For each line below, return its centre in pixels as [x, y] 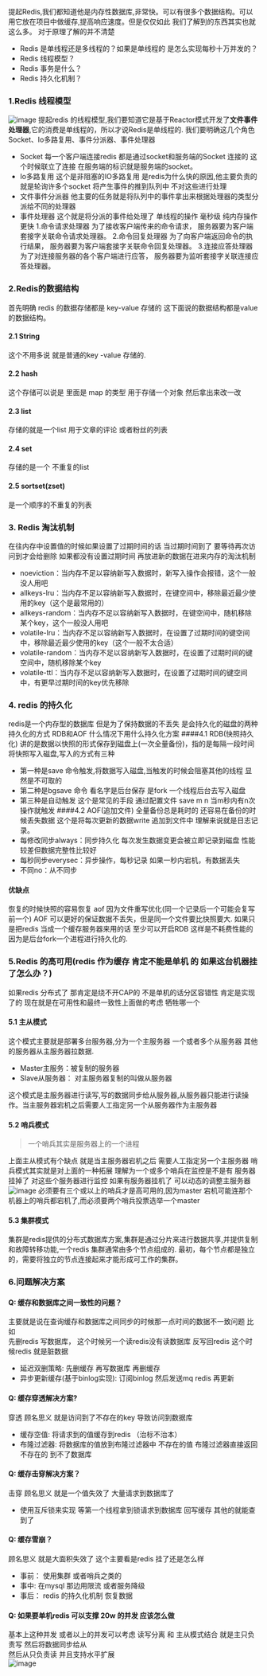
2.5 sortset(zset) [37, 486]
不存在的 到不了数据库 [56, 1454]
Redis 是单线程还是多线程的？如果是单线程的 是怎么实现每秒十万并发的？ [139, 49]
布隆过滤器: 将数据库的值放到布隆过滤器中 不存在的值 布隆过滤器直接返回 [139, 1444]
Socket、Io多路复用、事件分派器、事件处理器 [82, 140]
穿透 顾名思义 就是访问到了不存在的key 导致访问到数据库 [101, 1417]
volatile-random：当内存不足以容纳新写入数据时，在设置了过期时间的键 [136, 652]
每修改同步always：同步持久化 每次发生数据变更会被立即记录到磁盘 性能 [137, 840]
